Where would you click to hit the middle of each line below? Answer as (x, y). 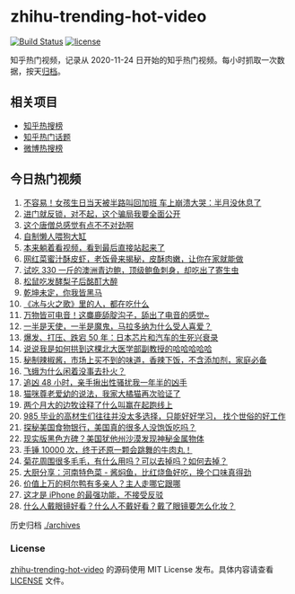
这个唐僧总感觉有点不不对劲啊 (78, 225)
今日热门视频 (46, 179)
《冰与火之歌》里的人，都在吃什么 (86, 304)
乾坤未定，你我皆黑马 (62, 292)
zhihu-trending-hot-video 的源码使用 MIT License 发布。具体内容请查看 (142, 569)
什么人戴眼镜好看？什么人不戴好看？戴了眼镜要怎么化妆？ (129, 506)
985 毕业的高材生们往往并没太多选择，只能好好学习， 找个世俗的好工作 (154, 416)
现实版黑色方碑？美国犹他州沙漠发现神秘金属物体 (113, 439)
